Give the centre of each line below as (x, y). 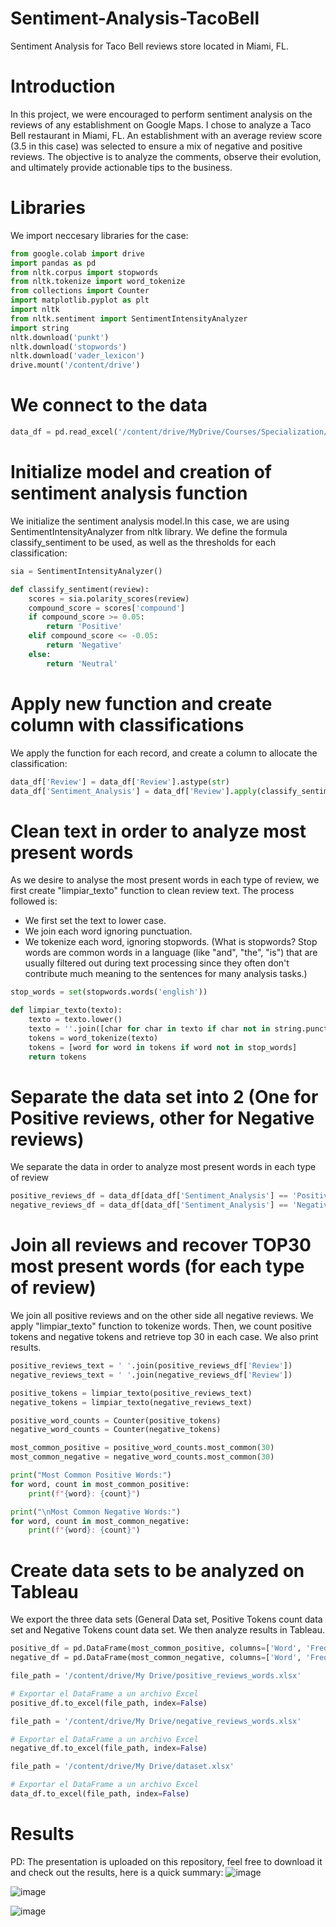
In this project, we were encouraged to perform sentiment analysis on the (161, 114)
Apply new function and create (141, 703)
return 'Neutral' (82, 663)
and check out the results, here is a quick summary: (117, 1872)
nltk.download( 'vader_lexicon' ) (77, 356)
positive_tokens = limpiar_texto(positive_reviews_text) (131, 1393)
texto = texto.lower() (75, 1020)
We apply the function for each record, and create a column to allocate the (164, 753)
